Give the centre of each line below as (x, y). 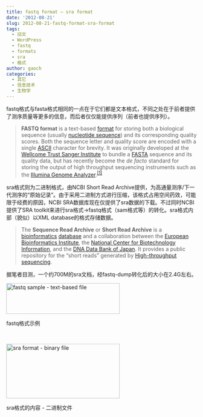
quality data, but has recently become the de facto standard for (100, 161)
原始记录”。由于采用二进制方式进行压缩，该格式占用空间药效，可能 (113, 195)
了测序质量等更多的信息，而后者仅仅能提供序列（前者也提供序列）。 (90, 116)
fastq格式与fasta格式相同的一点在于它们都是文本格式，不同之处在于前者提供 (101, 108)
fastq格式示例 (23, 323)
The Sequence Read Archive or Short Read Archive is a (91, 229)
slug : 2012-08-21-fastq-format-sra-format (60, 23)
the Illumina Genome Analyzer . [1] (62, 174)
